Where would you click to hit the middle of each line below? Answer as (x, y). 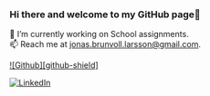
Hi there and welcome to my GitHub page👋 (105, 14)
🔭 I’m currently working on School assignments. (99, 34)
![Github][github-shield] (54, 65)
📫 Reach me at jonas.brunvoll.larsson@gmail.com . (105, 44)
